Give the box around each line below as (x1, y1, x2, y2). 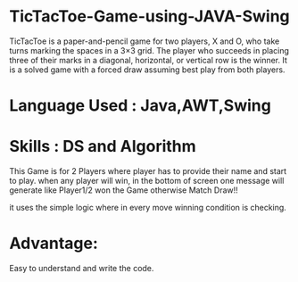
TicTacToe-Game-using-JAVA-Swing (9, 6, 290, 27)
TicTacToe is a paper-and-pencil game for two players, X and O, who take (9, 36, 280, 46)
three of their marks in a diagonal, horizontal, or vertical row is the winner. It (9, 54, 288, 65)
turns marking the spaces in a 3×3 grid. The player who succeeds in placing (9, 45, 290, 55)
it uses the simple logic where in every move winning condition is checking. (9, 203, 287, 213)
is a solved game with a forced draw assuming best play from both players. (9, 64, 286, 75)
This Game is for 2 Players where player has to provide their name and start (9, 166, 287, 177)
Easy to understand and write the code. (9, 263, 154, 273)
